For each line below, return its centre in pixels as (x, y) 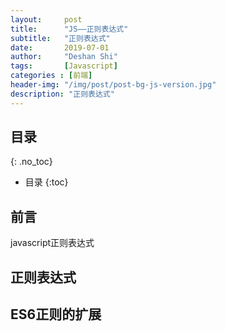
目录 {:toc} (46, 182)
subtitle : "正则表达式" (60, 38)
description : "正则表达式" (62, 94)
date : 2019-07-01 (60, 47)
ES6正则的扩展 (56, 314)
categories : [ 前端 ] (51, 76)
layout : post (46, 19)
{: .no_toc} (31, 162)
